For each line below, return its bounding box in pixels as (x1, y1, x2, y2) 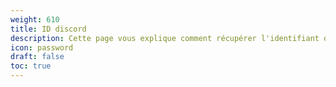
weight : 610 (10, 14, 60, 25)
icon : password (10, 42, 74, 53)
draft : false (10, 52, 65, 62)
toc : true (10, 61, 52, 71)
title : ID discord (10, 24, 87, 34)
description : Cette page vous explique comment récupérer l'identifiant (10, 33, 320, 43)
